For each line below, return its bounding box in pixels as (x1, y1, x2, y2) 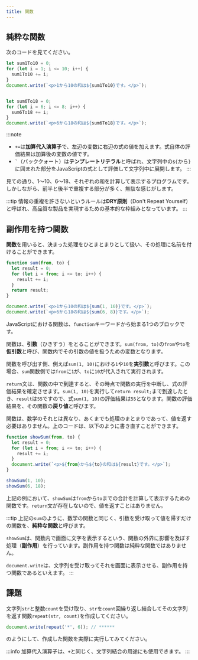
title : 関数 (6, 8, 34, 15)
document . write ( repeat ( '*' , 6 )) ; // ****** (6, 624, 115, 630)
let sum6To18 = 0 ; (6, 98, 51, 104)
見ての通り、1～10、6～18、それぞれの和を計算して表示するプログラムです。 (6, 178, 192, 185)
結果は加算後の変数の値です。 (20, 151, 93, 158)
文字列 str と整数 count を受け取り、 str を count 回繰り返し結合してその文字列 (6, 605, 188, 612)
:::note (6, 131, 22, 138)
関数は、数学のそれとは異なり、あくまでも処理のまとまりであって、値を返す (6, 414, 192, 422)
